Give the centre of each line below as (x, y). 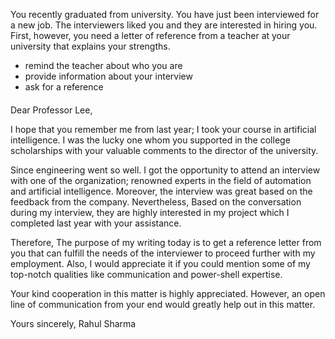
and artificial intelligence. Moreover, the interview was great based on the (161, 191)
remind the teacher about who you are (103, 65)
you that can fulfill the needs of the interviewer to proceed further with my (163, 253)
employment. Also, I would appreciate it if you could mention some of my (160, 263)
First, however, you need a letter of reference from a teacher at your (150, 35)
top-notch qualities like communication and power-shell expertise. (146, 274)
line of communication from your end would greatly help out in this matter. (163, 304)
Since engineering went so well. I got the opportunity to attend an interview (165, 170)
